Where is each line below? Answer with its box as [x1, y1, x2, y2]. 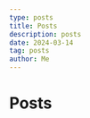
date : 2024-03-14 [9, 38, 74, 47]
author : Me [9, 55, 50, 63]
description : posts [9, 29, 82, 38]
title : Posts [9, 21, 58, 30]
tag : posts [9, 46, 50, 55]
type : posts [9, 13, 53, 22]
